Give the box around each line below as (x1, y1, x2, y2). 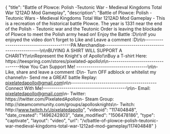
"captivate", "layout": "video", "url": (5, 118, 79, 123)
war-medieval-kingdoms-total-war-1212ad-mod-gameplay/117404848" (5, 123, 154, 129)
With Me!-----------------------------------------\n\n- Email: (24, 85, 151, 91)
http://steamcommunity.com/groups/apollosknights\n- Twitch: (5, 102, 135, 107)
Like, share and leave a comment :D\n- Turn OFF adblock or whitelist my (5, 69, 156, 75)
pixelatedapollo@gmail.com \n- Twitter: (5, 91, 86, 96)
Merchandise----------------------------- (77, 42, 164, 48)
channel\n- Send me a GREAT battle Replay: (5, 75, 97, 80)
